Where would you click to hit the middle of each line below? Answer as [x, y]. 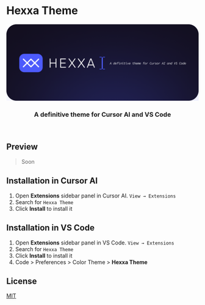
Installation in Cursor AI [52, 181]
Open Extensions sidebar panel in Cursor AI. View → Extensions [95, 196]
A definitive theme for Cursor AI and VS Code [103, 114]
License [22, 281]
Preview [22, 147]
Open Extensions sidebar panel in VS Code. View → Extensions [95, 243]
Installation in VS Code [50, 228]
